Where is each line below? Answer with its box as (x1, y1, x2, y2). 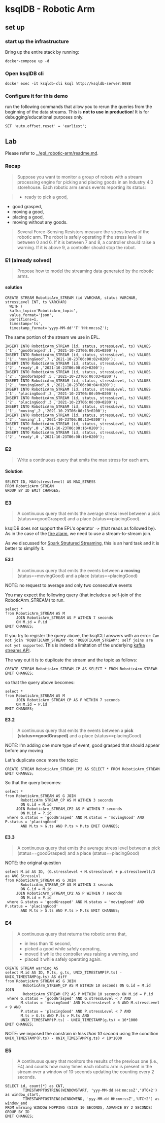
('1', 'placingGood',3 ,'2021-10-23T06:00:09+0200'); (5, 391, 118, 397)
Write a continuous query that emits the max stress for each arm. (17, 457, 149, 463)
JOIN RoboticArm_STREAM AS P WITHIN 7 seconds (16, 616, 113, 620)
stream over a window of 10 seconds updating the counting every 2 (17, 1069, 154, 1075)
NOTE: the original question (5, 860, 61, 866)
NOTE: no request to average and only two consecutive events (5, 582, 132, 588)
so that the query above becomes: (5, 680, 75, 686)
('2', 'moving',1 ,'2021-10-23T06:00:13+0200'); (5, 417, 107, 422)
